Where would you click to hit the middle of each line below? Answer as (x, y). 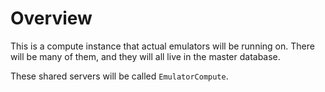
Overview (51, 18)
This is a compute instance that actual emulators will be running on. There (162, 46)
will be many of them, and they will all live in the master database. (145, 56)
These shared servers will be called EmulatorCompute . (119, 76)
